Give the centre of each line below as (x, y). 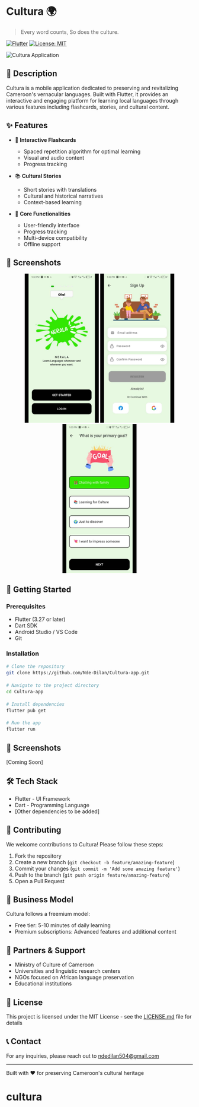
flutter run (21, 729)
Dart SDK (26, 626)
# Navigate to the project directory (53, 686)
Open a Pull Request (40, 881)
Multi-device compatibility (55, 237)
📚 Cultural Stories (38, 176)
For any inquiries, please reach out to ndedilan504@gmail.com (83, 1056)
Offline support (42, 244)
